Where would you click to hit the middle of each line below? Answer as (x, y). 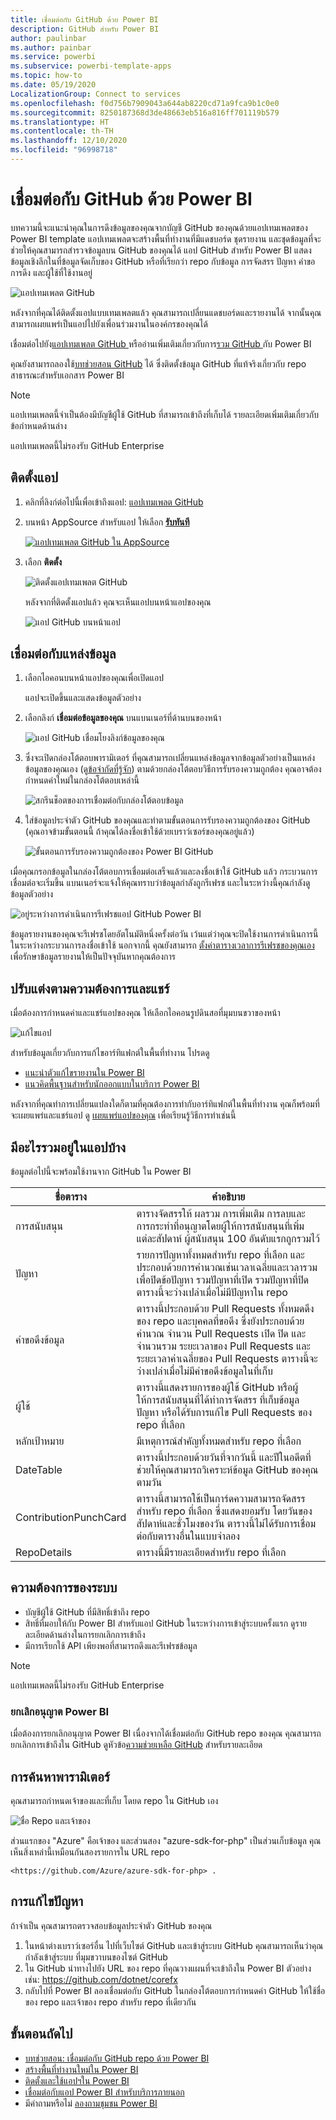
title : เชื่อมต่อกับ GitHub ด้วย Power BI (84, 19)
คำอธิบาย (228, 1197)
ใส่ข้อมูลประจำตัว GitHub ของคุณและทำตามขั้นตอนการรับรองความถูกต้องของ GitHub (167, 820)
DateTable (39, 1470)
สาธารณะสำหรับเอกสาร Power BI (67, 375)
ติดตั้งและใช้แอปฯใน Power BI (77, 2080)
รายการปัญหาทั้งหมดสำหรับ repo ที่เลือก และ (220, 1255)
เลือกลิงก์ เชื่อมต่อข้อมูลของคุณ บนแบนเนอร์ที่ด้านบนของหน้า (123, 718)
